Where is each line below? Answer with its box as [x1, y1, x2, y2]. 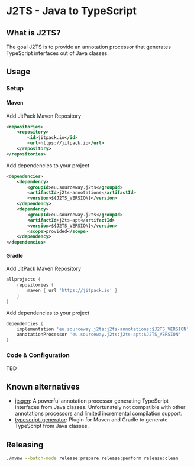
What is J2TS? [6, 28, 61, 38]
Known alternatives [6, 381, 80, 391]
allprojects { [6, 277, 41, 283]
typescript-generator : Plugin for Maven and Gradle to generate [14, 416, 168, 423]
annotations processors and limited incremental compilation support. [14, 410, 183, 417]
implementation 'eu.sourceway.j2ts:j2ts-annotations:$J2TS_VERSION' [17, 326, 189, 332]
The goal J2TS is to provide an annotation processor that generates [6, 43, 172, 50]
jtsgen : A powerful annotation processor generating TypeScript [14, 397, 169, 404]
